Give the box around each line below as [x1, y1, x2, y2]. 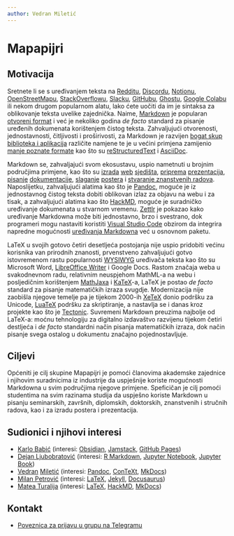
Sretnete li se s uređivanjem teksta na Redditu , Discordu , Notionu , [7, 87, 197, 95]
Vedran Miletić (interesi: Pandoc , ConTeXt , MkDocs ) [17, 467, 167, 476]
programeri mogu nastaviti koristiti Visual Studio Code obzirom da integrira [7, 219, 222, 228]
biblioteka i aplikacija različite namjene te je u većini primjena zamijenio [7, 139, 212, 147]
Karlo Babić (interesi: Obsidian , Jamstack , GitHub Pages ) [17, 445, 182, 453]
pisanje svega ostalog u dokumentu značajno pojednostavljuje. [7, 330, 189, 338]
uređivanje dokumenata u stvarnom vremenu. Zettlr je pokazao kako [7, 205, 204, 213]
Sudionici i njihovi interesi [7, 426, 122, 438]
